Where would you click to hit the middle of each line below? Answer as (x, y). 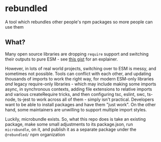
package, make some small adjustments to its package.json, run (69, 124)
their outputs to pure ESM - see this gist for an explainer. (61, 59)
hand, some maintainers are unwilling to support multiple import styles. (76, 110)
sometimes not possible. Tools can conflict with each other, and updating (78, 74)
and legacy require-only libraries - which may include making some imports (81, 84)
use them (15, 27)
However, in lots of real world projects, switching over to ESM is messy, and (81, 68)
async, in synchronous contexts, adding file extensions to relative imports (79, 89)
